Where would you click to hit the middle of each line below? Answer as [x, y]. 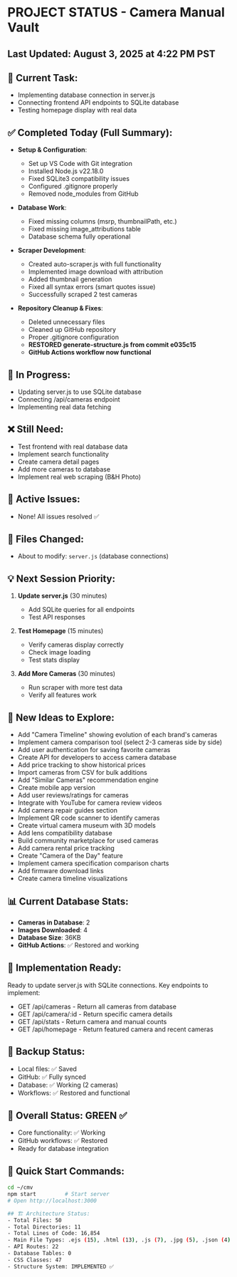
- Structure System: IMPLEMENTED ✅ [61, 1266]
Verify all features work [63, 695]
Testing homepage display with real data [77, 110]
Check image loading [59, 652]
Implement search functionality [63, 454]
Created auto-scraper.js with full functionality [95, 264]
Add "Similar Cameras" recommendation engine [88, 780]
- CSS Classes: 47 [35, 1260]
